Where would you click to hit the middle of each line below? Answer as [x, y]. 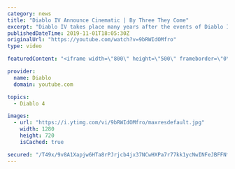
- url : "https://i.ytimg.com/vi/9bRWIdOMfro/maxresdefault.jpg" [109, 123]
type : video [24, 46]
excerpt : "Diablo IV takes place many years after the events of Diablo [115, 27]
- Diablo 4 [29, 103]
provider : [22, 71]
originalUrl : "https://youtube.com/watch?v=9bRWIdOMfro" [92, 40]
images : [19, 116]
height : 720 [37, 135]
